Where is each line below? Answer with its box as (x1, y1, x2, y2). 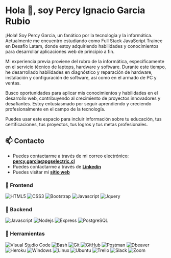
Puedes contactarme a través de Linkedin (12, 163, 101, 169)
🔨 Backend (5, 206, 32, 213)
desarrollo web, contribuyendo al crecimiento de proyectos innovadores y (5, 95, 161, 101)
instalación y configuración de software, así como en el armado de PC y (5, 74, 157, 80)
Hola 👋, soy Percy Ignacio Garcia (5, 5, 145, 16)
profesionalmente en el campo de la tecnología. (5, 106, 106, 112)
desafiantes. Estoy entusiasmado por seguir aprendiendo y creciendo (5, 100, 152, 106)
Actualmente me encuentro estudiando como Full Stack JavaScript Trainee (5, 38, 163, 44)
